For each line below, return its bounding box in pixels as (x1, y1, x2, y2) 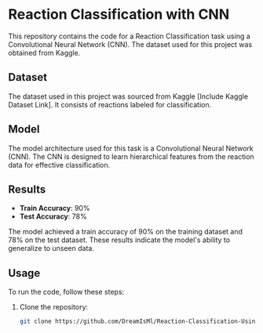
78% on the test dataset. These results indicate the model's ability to (8, 235, 230, 244)
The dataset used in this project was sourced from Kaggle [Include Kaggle (8, 92, 249, 101)
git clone (19, 317, 53, 326)
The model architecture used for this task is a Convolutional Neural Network (8, 143, 254, 153)
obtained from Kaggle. (8, 48, 81, 57)
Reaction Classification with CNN (8, 5, 230, 24)
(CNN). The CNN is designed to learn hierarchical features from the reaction (8, 151, 254, 161)
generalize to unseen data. (8, 244, 94, 253)
